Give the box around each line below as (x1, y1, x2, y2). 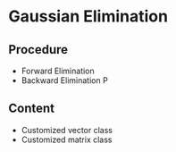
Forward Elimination (21, 65, 95, 76)
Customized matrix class (21, 134, 113, 145)
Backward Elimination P (21, 75, 108, 86)
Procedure (8, 42, 69, 57)
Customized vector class (21, 124, 113, 135)
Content (8, 101, 55, 116)
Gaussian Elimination (8, 6, 169, 27)
